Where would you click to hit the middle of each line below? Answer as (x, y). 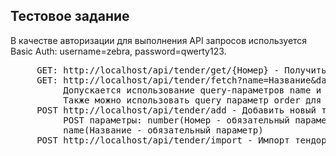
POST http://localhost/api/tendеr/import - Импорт (163, 140)
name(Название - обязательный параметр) (163, 130)
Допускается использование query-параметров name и (192, 90)
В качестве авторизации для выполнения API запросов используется (159, 40)
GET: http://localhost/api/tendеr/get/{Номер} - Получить (181, 70)
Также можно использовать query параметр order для (192, 100)
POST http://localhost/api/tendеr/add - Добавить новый (176, 110)
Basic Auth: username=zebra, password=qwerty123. (118, 51)
